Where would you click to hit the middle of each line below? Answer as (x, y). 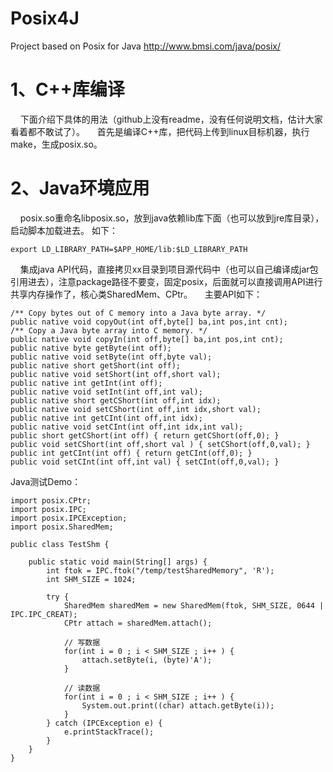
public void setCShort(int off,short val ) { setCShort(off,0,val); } (160, 444)
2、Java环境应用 (80, 188)
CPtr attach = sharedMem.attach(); (138, 623)
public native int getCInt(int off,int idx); (106, 418)
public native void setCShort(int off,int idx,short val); (136, 409)
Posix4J (45, 18)
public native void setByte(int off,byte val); (111, 357)
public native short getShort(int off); (96, 365)
